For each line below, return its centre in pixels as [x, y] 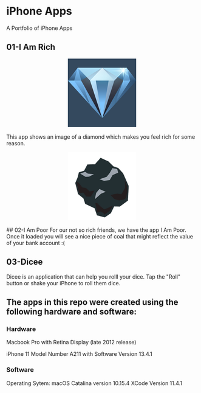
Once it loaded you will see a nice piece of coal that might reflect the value [100, 236]
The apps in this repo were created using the [92, 302]
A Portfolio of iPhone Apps [39, 28]
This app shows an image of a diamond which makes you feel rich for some [101, 137]
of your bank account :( [36, 243]
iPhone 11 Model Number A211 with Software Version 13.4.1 [80, 354]
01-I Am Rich [31, 47]
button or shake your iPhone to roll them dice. [63, 283]
